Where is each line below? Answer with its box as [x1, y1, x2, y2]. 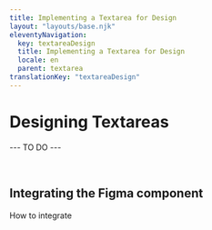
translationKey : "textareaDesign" [9, 73, 141, 82]
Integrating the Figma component [9, 185, 204, 201]
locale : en [17, 55, 59, 65]
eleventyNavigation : [9, 30, 88, 39]
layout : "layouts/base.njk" [9, 22, 116, 31]
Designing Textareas [9, 111, 170, 132]
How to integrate [9, 210, 73, 221]
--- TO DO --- [9, 142, 62, 153]
